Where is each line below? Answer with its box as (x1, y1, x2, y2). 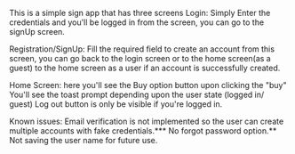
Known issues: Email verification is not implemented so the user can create (9, 116, 284, 126)
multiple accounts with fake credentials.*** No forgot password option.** (9, 126, 277, 136)
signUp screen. (9, 27, 65, 36)
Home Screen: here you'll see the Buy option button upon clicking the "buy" (9, 80, 287, 90)
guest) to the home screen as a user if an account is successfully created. (9, 62, 281, 73)
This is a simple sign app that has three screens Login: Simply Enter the (9, 8, 271, 18)
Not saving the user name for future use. (9, 135, 158, 145)
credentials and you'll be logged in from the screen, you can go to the (9, 17, 265, 28)
